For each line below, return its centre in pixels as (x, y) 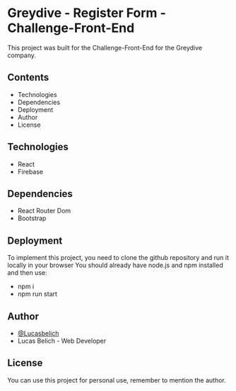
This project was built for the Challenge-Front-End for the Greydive (105, 47)
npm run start (37, 294)
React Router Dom (44, 211)
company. (22, 55)
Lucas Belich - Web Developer (62, 341)
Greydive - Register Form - (87, 13)
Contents (28, 78)
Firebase (30, 171)
